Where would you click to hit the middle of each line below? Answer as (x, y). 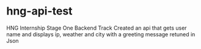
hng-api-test (39, 11)
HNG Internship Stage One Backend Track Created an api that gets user (97, 28)
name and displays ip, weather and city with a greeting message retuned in (101, 34)
